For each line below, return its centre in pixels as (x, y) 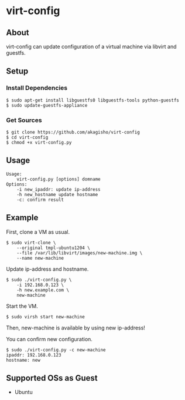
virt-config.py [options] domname (59, 179)
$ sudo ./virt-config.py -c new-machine (56, 350)
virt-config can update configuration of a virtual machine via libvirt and (91, 46)
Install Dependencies (37, 88)
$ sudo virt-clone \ (31, 243)
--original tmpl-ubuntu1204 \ (54, 248)
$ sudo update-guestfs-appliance (47, 105)
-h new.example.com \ (43, 290)
